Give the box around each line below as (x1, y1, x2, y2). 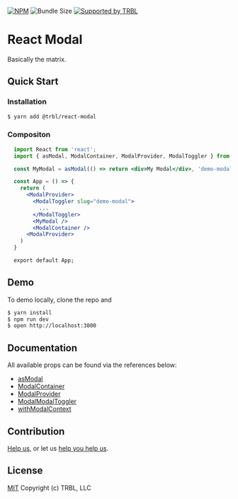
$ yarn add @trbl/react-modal (7, 113, 97, 120)
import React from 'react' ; (13, 146, 97, 153)
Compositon (7, 130, 51, 140)
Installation (7, 97, 47, 106)
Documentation (7, 341, 78, 354)
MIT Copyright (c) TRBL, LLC (7, 483, 91, 492)
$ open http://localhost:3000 (7, 322, 97, 329)
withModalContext (17, 405, 72, 413)
